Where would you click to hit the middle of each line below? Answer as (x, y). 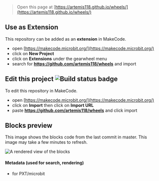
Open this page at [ (36, 7)
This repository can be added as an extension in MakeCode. (66, 39)
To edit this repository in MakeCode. (41, 90)
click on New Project (33, 53)
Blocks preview (29, 126)
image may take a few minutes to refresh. (46, 142)
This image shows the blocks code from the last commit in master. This (76, 137)
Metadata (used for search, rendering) (44, 163)
